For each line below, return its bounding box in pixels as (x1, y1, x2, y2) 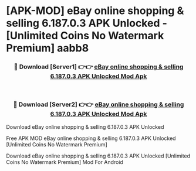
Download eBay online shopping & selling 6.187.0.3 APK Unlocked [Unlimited (6, 152, 191, 159)
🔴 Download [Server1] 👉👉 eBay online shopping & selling (13, 63, 184, 71)
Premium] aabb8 (6, 42, 89, 55)
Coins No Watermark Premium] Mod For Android (6, 158, 123, 165)
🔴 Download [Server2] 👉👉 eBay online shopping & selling (13, 101, 184, 109)
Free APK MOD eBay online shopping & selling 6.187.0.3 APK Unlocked (6, 135, 176, 142)
